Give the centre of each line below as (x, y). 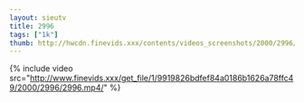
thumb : (22, 43)
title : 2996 (32, 26)
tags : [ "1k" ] (34, 34)
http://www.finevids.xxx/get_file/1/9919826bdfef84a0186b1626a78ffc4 (162, 79)
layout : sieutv (38, 18)
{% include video (42, 69)
